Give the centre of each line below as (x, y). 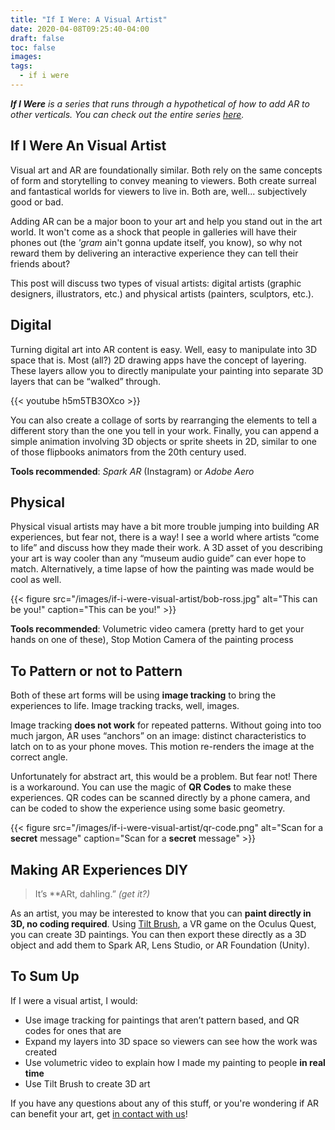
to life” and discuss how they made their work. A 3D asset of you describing (166, 548)
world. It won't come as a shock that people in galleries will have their (154, 232)
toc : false (33, 47)
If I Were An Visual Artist (88, 146)
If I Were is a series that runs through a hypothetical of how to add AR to (160, 103)
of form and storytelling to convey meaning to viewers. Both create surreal (163, 180)
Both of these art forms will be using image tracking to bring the (143, 695)
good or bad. (37, 202)
